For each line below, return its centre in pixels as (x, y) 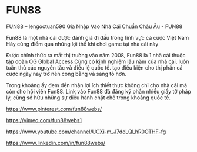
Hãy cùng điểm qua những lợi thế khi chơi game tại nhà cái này (82, 44)
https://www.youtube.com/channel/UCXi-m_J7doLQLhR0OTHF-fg (86, 132)
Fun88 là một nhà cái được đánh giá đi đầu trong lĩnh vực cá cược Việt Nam (98, 37)
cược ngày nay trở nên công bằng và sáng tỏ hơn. (66, 74)
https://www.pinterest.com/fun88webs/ (54, 109)
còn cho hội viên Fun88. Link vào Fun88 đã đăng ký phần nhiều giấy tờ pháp (98, 91)
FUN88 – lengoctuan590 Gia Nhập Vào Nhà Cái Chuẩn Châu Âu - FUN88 (94, 26)
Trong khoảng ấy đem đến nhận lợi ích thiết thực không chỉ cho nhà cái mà (96, 85)
